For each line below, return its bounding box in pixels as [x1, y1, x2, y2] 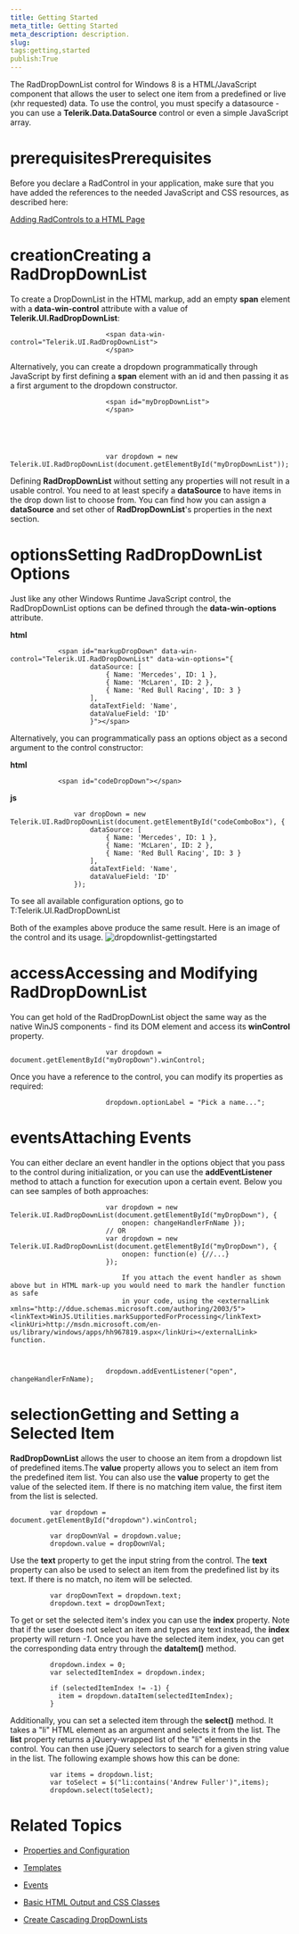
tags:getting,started [10, 46, 91, 55]
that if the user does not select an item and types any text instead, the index [10, 1623, 290, 1634]
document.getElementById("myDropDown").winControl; [10, 1055, 206, 1065]
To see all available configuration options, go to [10, 895, 184, 906]
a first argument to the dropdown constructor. [10, 380, 178, 391]
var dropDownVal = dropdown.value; [49, 1531, 182, 1540]
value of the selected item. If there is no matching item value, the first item [10, 1481, 283, 1491]
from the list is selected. [10, 1490, 99, 1501]
